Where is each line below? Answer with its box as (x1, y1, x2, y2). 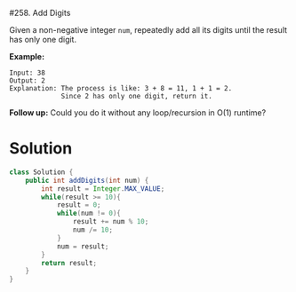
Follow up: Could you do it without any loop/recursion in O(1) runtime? (9, 107, 267, 118)
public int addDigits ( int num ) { (25, 176, 149, 185)
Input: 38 (9, 68, 46, 77)
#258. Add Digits (9, 8, 71, 18)
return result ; (41, 258, 98, 267)
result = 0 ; (56, 201, 101, 209)
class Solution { (9, 168, 74, 177)
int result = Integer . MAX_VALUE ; (41, 184, 165, 193)
